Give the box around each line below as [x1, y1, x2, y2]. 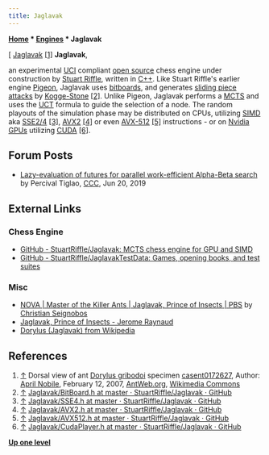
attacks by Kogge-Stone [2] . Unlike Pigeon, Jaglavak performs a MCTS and [8, 90, 259, 101]
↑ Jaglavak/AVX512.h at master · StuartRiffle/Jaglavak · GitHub [19, 413, 230, 424]
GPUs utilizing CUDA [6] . [8, 125, 91, 135]
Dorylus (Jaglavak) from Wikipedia [19, 326, 135, 336]
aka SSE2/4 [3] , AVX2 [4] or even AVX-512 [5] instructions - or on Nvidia [8, 116, 250, 126]
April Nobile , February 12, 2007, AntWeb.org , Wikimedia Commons [19, 379, 240, 389]
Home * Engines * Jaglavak [8, 34, 102, 44]
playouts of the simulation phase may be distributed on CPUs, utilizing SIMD [8, 108, 261, 118]
